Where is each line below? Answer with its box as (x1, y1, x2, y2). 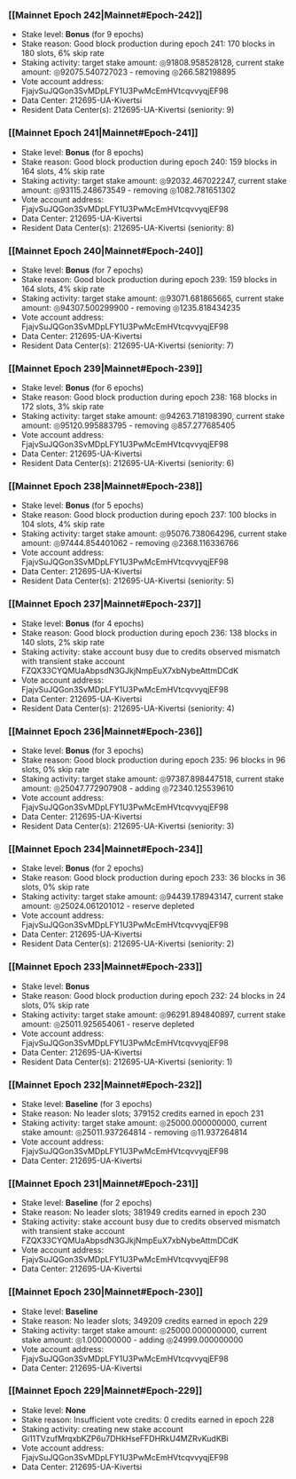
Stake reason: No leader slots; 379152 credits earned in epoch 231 (20, 1108, 264, 1119)
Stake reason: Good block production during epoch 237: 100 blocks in (20, 510, 277, 520)
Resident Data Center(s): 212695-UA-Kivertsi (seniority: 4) (20, 702, 236, 714)
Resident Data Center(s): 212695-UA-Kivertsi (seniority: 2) (20, 938, 235, 949)
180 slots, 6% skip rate (20, 48, 105, 59)
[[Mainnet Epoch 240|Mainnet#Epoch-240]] (8, 244, 204, 257)
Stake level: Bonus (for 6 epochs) (20, 383, 144, 393)
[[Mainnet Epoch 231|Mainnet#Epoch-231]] (8, 1177, 199, 1190)
